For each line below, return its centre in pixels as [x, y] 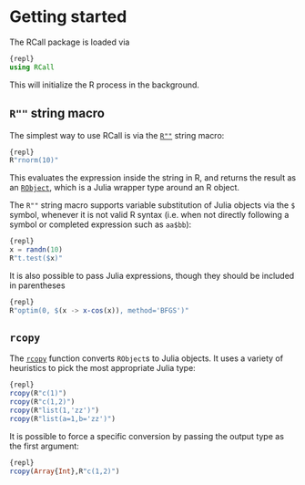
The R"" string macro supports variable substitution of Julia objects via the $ [152, 205]
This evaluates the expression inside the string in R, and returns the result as [153, 178]
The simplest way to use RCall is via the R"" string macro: [117, 135]
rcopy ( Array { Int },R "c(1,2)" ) [65, 471]
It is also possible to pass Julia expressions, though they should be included [152, 275]
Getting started [68, 17]
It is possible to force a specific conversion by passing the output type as [147, 436]
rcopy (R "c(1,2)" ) [42, 402]
